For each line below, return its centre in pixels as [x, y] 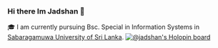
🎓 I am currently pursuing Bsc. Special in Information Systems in [104, 27]
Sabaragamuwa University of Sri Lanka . [66, 37]
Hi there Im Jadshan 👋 [46, 11]
